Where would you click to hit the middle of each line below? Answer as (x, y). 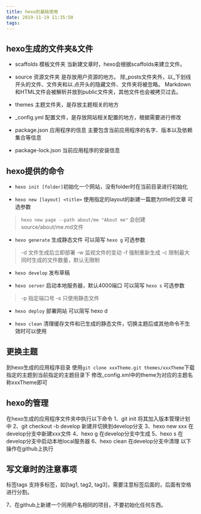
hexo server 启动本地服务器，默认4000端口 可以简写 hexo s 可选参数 (100, 285)
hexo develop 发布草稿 (42, 273)
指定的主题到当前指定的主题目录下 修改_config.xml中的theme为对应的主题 (97, 374)
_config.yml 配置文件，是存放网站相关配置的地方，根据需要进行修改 (98, 117)
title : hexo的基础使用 (32, 12)
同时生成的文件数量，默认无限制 (60, 260)
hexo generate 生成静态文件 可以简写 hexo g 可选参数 (80, 240)
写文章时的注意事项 (42, 469)
